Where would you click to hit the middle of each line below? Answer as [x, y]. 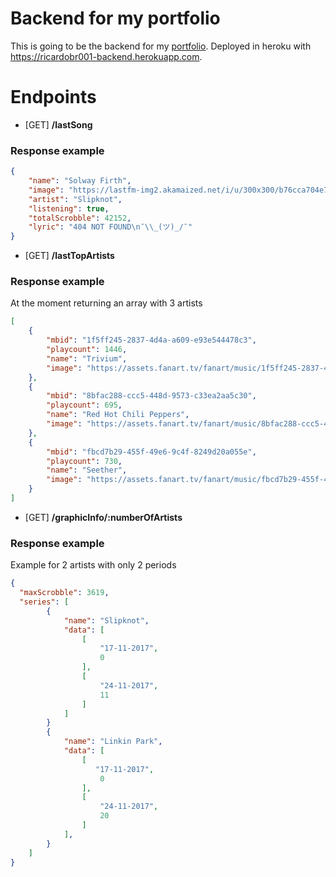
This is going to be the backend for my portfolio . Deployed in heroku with [161, 46]
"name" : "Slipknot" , [106, 620]
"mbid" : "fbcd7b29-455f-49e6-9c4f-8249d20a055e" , [151, 452]
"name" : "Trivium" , [87, 358]
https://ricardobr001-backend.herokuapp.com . [106, 56]
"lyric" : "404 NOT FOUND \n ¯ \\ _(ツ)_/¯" [110, 227]
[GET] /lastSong [58, 124]
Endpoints [53, 97]
